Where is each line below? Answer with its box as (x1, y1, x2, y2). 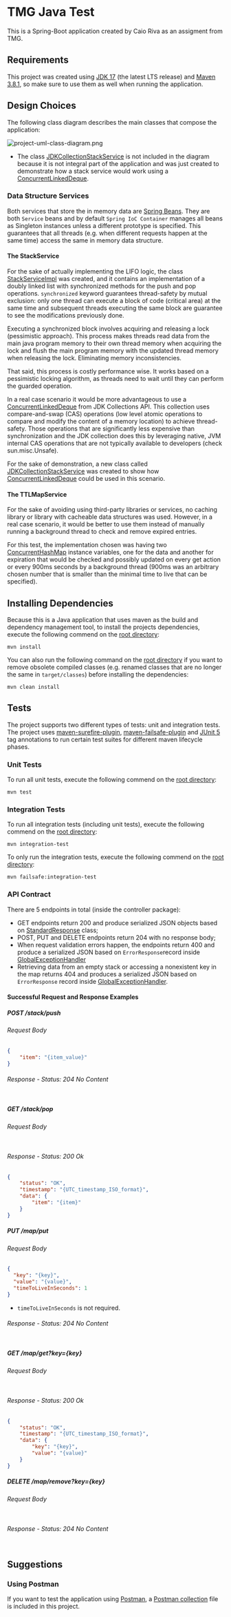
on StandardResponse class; (16, 926, 98, 934)
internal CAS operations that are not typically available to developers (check (7, 439, 222, 448)
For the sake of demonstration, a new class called (7, 460, 148, 468)
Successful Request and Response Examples (7, 993, 139, 1001)
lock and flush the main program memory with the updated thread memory (7, 347, 219, 355)
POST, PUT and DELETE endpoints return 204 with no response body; (16, 933, 216, 941)
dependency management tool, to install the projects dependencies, (7, 623, 201, 631)
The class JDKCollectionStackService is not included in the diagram (16, 152, 210, 161)
